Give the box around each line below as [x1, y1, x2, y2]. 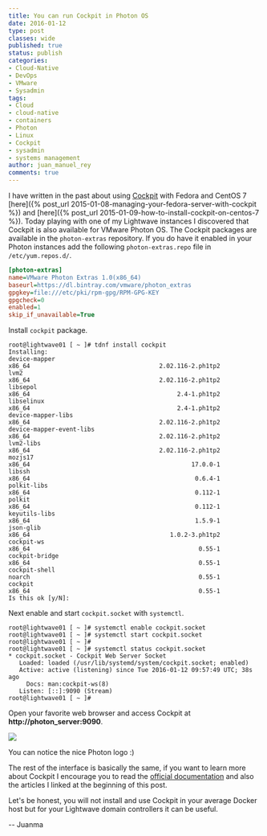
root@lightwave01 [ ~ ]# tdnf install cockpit [8, 341, 167, 350]
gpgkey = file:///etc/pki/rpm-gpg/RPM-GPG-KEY [8, 289, 160, 297]
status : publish [8, 49, 63, 57]
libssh [8, 468, 30, 476]
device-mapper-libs [8, 412, 74, 420]
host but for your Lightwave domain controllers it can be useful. [8, 805, 218, 814]
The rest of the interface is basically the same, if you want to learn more [8, 763, 246, 772]
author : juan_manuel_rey [8, 162, 91, 170]
